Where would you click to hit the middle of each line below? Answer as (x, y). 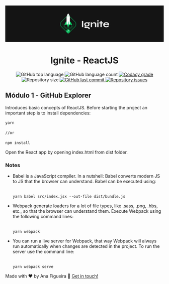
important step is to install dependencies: (48, 113)
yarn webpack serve (33, 267)
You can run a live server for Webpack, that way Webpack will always (84, 241)
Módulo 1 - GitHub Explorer (48, 96)
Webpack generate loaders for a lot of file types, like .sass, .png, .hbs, (85, 206)
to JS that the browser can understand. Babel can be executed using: (84, 182)
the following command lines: (43, 217)
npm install (18, 143)
